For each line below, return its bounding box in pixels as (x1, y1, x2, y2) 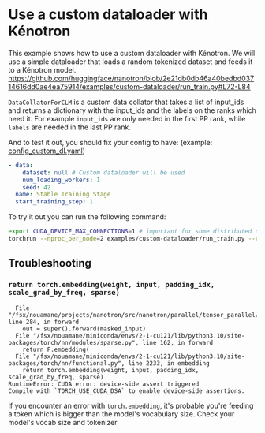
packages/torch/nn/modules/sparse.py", (8, 338, 140, 346)
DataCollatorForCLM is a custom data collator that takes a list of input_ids (8, 97, 244, 106)
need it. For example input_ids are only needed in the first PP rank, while (8, 114, 246, 123)
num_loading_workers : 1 (22, 176, 101, 184)
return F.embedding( (22, 345, 90, 353)
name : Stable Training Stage (15, 191, 111, 199)
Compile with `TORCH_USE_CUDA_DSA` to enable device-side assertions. (8, 386, 245, 395)
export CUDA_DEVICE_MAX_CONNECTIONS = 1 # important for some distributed (8, 227, 252, 236)
